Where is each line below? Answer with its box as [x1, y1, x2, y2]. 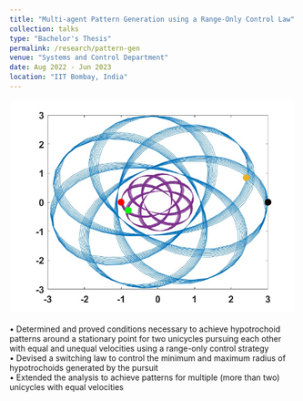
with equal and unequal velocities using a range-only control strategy [9, 343, 269, 354]
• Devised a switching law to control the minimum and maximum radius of [9, 352, 287, 364]
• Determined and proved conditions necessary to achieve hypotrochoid [9, 324, 280, 334]
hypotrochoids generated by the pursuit [9, 362, 159, 373]
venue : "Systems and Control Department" [9, 53, 169, 63]
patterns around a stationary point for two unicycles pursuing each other [9, 333, 282, 344]
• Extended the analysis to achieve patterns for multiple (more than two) [9, 372, 280, 383]
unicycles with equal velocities [9, 381, 125, 392]
